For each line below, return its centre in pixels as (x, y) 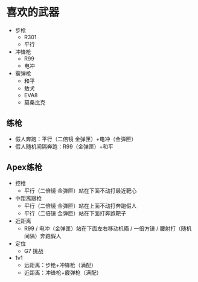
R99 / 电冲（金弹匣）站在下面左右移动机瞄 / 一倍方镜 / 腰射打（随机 (108, 228)
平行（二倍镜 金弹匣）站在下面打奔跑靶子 (75, 213)
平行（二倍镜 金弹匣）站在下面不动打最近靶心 (80, 190)
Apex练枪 (24, 168)
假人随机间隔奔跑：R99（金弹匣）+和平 (64, 146)
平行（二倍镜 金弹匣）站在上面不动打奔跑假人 (80, 205)
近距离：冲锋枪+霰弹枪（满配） (63, 272)
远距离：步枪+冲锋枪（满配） (60, 265)
